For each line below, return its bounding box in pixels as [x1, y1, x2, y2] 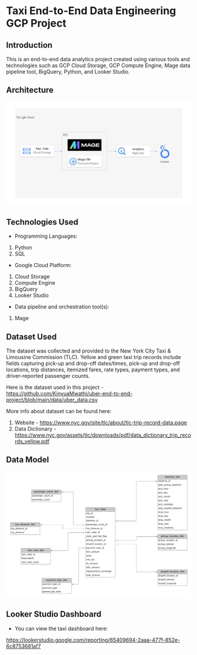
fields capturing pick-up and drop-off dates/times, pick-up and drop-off [6, 360, 181, 367]
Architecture [6, 85, 54, 95]
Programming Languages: [14, 232, 78, 240]
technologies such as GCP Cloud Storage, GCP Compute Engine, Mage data [6, 62, 191, 69]
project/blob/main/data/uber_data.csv [6, 396, 98, 403]
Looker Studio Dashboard [6, 609, 102, 619]
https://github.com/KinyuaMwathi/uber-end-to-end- [6, 390, 133, 397]
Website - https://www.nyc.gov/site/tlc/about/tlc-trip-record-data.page [14, 419, 187, 426]
